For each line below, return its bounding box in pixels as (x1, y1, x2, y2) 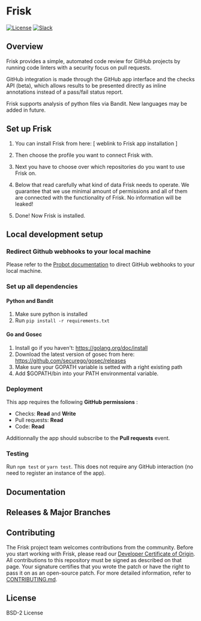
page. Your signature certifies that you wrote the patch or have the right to (6, 563, 190, 570)
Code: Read (14, 423, 45, 430)
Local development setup (6, 229, 103, 239)
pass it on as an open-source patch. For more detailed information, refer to (6, 569, 191, 577)
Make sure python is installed (14, 311, 88, 318)
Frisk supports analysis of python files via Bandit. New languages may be (6, 100, 187, 107)
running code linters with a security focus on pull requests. (6, 64, 152, 71)
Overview (6, 41, 44, 52)
